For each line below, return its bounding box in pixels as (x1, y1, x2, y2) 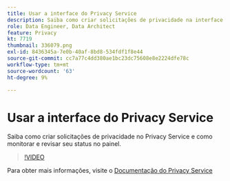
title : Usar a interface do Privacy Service (7, 10, 137, 17)
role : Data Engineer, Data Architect (7, 23, 116, 30)
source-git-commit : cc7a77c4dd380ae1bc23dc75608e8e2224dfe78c (7, 55, 189, 62)
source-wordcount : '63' (7, 67, 76, 74)
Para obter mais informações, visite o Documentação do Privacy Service (7, 167, 213, 175)
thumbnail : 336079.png (7, 42, 72, 49)
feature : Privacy (7, 29, 57, 36)
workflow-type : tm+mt (7, 61, 70, 68)
